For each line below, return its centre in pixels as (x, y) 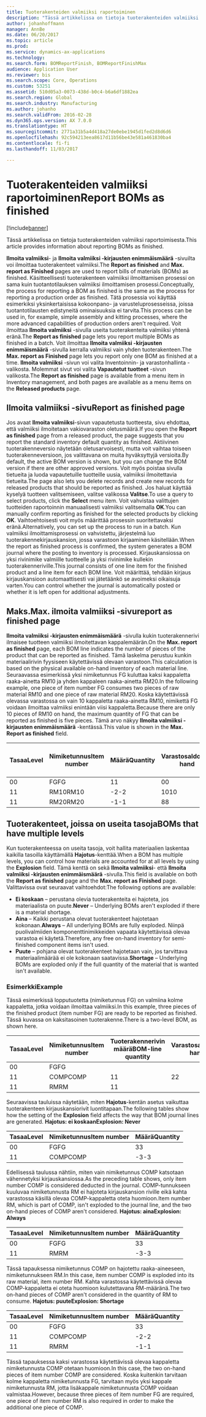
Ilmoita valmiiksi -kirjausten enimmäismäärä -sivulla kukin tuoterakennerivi (103, 636)
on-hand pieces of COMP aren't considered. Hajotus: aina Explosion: (94, 1211)
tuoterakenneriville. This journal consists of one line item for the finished (97, 566)
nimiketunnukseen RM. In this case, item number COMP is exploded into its (100, 1275)
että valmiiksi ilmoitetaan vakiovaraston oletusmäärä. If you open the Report (102, 429)
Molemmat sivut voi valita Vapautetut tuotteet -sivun (99, 369)
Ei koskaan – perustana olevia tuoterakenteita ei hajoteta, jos (92, 899)
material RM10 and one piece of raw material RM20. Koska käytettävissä (97, 695)
